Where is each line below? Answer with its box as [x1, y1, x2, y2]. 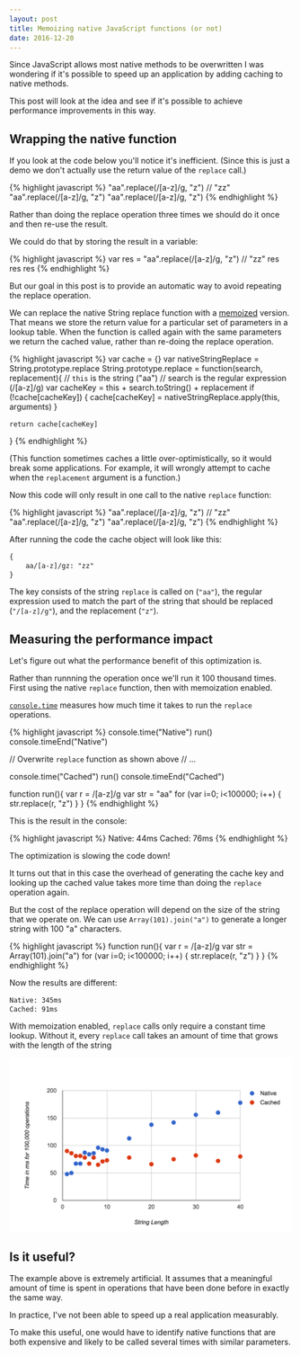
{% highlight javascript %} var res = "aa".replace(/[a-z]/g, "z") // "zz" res [9, 254, 280, 264]
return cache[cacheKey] [9, 420, 99, 429]
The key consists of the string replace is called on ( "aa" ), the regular [9, 586, 263, 597]
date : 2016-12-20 [9, 33, 75, 42]
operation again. [9, 887, 70, 897]
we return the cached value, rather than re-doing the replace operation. [9, 336, 274, 347]
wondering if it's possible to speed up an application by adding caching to [9, 68, 283, 80]
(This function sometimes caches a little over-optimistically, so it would [9, 453, 272, 464]
